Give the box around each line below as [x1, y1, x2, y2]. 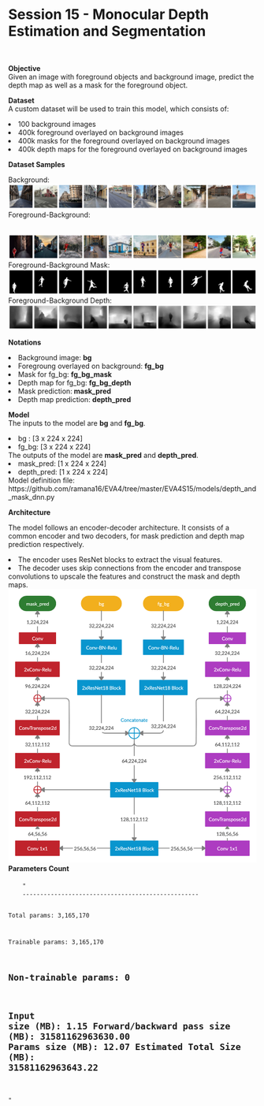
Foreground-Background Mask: [8, 260, 110, 270]
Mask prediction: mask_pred [18, 386, 112, 396]
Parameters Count [8, 863, 69, 873]
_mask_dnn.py [8, 492, 55, 501]
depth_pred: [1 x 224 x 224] [18, 467, 109, 476]
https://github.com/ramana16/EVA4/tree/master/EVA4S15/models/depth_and [8, 483, 257, 493]
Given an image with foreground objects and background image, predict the [8, 72, 255, 81]
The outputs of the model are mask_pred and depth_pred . [8, 450, 199, 460]
